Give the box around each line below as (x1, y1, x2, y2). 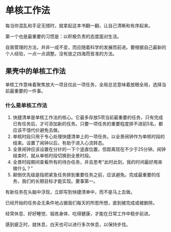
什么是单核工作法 (5, 101, 47, 109)
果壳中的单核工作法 (5, 67, 66, 75)
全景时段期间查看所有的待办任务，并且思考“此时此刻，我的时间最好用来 (12, 159, 162, 165)
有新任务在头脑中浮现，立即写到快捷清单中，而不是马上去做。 (5, 189, 135, 195)
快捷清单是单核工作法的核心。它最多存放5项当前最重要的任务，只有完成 (12, 114, 163, 120)
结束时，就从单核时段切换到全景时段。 (12, 152, 93, 159)
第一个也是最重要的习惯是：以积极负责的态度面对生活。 (5, 33, 121, 39)
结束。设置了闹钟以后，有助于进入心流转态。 (12, 140, 107, 146)
